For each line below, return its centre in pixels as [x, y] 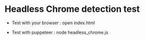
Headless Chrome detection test [72, 9]
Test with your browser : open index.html [53, 23]
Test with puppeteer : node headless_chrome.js [60, 32]
